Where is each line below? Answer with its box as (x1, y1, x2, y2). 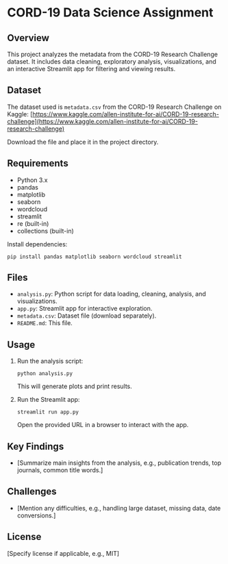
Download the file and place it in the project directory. (7, 138, 159, 146)
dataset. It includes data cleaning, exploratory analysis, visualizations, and (7, 57, 217, 66)
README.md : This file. (16, 319, 73, 327)
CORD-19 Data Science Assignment (7, 5, 214, 21)
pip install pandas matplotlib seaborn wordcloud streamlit (7, 253, 183, 260)
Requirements (7, 157, 68, 169)
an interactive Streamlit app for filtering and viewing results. (7, 65, 176, 73)
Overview (7, 32, 50, 44)
